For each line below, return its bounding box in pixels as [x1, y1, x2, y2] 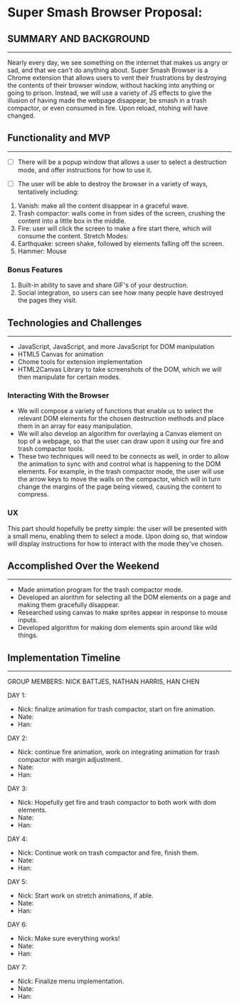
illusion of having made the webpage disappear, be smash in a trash [7, 96, 207, 104]
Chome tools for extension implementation [17, 357, 143, 366]
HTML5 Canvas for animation [17, 350, 104, 359]
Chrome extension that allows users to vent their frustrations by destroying [7, 73, 227, 82]
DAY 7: [7, 963, 27, 972]
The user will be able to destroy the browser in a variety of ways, [17, 179, 208, 188]
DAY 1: [7, 691, 26, 700]
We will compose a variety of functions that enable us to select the [17, 407, 213, 415]
